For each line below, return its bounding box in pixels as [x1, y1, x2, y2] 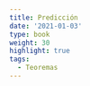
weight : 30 [9, 38, 50, 47]
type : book [9, 30, 50, 39]
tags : [9, 55, 30, 64]
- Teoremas [17, 64, 58, 73]
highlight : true [9, 47, 70, 56]
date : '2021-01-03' [9, 21, 83, 30]
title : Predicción [9, 13, 78, 22]
